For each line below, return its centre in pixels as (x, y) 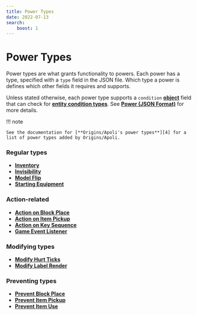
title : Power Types (30, 12)
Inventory (27, 165)
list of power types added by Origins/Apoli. (63, 138)
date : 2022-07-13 (28, 17)
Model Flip (28, 178)
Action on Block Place (42, 212)
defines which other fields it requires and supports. (69, 86)
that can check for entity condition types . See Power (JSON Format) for (95, 104)
